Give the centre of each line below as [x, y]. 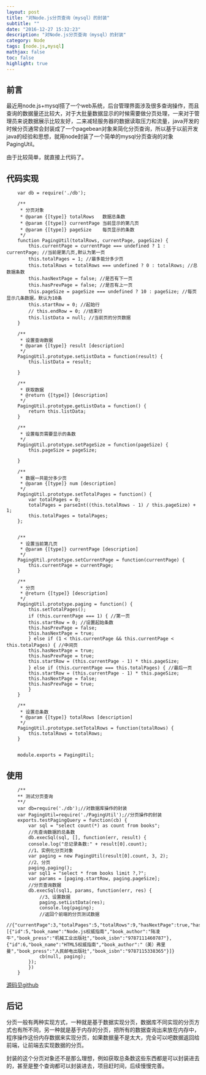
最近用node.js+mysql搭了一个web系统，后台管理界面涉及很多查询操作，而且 [103, 106]
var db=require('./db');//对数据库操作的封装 [72, 808]
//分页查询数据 [45, 885]
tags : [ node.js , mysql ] [35, 47]
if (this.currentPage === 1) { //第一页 [79, 616]
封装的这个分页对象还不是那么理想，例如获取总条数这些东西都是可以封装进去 [103, 1058]
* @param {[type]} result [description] [72, 346]
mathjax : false [26, 52]
